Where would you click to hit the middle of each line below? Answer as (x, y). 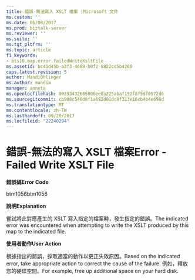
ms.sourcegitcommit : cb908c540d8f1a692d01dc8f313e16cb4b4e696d (85, 99)
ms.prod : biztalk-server (36, 28)
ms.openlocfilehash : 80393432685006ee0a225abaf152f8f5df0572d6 (85, 94)
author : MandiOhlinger (34, 77)
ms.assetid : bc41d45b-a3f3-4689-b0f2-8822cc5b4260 (69, 66)
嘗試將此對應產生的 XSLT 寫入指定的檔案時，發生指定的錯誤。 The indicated (97, 219)
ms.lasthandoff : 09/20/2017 (41, 116)
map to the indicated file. (36, 232)
